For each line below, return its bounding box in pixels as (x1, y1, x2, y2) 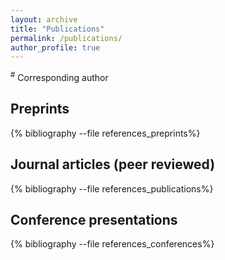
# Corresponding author (10, 70, 109, 83)
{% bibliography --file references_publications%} (10, 182, 214, 195)
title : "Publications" (10, 24, 105, 34)
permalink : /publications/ (10, 33, 123, 43)
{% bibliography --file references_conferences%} (10, 238, 215, 250)
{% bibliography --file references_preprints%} (10, 127, 201, 139)
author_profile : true (10, 42, 101, 53)
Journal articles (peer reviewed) (10, 156, 216, 173)
